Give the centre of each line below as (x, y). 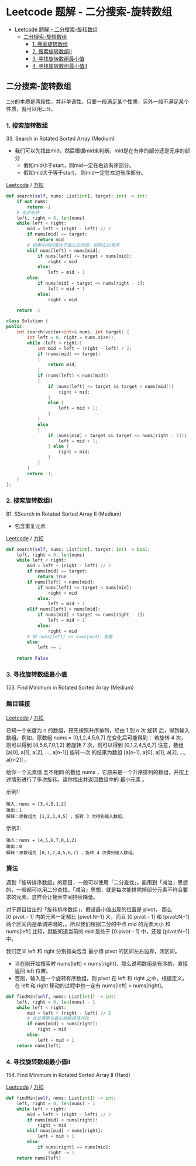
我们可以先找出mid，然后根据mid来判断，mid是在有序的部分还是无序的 (100, 151)
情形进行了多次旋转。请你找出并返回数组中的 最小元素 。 (79, 779)
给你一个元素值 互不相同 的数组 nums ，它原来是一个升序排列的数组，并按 (95, 772)
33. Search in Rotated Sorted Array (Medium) (61, 139)
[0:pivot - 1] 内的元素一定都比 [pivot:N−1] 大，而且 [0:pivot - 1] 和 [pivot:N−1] (98, 916)
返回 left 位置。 (33, 971)
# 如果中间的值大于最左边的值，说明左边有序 (73, 245)
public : (16, 327)
